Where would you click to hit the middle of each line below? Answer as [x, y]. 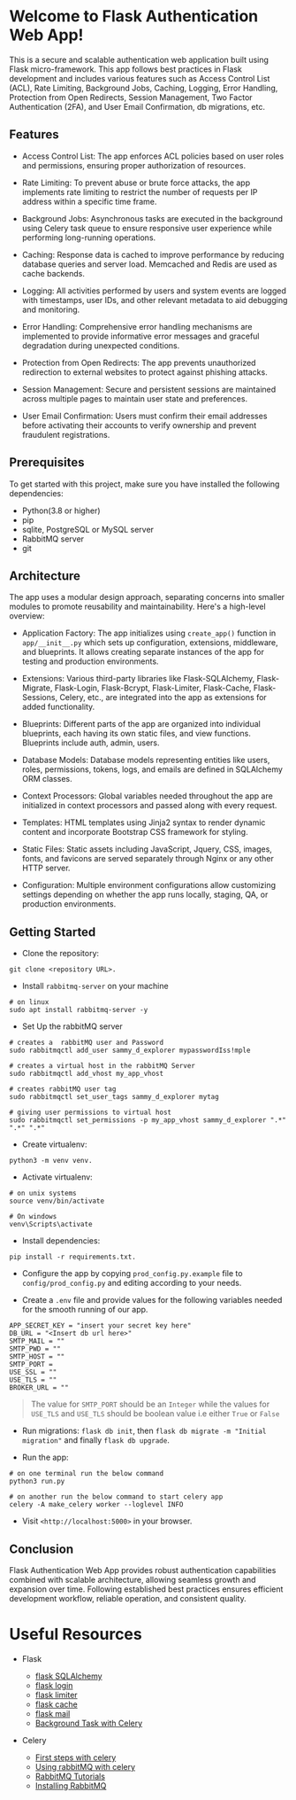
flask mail [53, 1713]
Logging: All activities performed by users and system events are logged [154, 291]
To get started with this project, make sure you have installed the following [144, 484]
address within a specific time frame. [89, 201]
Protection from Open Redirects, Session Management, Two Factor [131, 97]
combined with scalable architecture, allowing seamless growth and [133, 1580]
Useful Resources [76, 1635]
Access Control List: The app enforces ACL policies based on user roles [153, 156]
